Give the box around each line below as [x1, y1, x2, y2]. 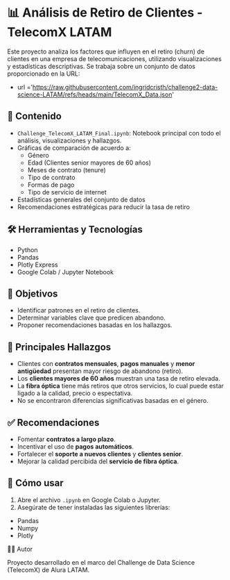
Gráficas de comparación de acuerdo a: [17, 143, 132, 152]
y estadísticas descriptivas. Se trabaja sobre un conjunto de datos [7, 62, 196, 70]
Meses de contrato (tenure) [27, 165, 106, 174]
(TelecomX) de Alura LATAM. [7, 565, 90, 574]
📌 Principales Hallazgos [7, 341, 112, 353]
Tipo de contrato [27, 173, 76, 181]
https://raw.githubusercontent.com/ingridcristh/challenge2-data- [32, 83, 218, 91]
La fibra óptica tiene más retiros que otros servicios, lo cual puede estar [17, 382, 224, 390]
